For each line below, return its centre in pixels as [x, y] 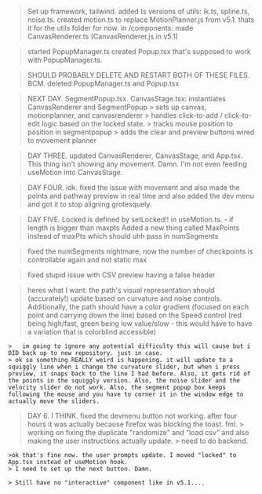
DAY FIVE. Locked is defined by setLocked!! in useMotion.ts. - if [130, 220]
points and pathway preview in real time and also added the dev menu [141, 196]
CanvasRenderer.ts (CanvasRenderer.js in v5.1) [103, 36]
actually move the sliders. [54, 401]
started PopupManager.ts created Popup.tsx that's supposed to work [139, 51]
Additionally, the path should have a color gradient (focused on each [138, 307]
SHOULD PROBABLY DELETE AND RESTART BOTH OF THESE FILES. [138, 75]
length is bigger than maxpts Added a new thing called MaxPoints [133, 228]
